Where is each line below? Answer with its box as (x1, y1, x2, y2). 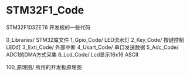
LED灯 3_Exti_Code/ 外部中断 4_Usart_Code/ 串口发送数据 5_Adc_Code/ (6, 44, 179, 51)
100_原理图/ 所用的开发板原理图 (6, 63, 82, 71)
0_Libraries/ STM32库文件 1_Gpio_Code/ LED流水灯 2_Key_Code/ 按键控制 (6, 36, 185, 43)
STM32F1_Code (6, 4, 84, 17)
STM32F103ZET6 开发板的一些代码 (6, 24, 91, 31)
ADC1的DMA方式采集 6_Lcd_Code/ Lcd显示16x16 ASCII (6, 51, 139, 58)
